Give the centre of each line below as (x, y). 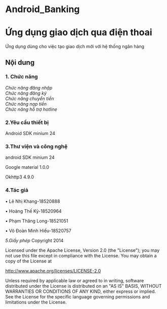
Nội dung (20, 62)
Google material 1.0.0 (27, 167)
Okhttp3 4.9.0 (20, 177)
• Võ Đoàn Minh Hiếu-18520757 (38, 231)
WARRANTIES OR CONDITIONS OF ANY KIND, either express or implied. (80, 291)
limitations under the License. (36, 302)
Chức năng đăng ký (26, 93)
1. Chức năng (22, 77)
